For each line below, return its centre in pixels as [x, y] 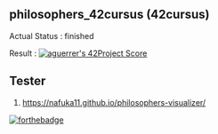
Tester [28, 81]
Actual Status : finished [52, 35]
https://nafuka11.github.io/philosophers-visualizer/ [114, 102]
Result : [23, 53]
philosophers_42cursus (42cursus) [109, 15]
